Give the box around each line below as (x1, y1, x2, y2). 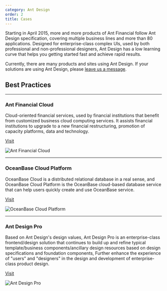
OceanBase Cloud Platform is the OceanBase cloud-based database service (5, 181, 162, 187)
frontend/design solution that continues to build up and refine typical (5, 240, 146, 246)
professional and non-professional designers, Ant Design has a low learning (5, 46, 161, 52)
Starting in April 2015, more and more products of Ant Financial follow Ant (5, 30, 156, 36)
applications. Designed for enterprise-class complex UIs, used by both (5, 41, 150, 47)
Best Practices (5, 81, 51, 89)
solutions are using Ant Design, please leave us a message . (5, 66, 127, 72)
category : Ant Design (5, 7, 50, 12)
